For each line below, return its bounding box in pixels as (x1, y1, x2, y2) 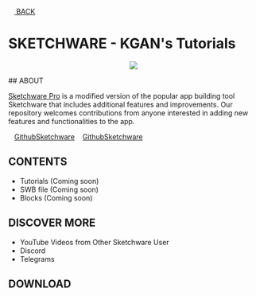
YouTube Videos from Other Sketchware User (19, 237, 169, 247)
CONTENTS (8, 155, 68, 169)
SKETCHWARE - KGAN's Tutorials (8, 35, 236, 53)
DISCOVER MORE (8, 216, 96, 230)
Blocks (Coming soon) (19, 193, 93, 202)
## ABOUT (8, 76, 44, 85)
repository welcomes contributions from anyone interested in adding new (8, 107, 249, 118)
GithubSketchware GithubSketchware (14, 131, 143, 142)
